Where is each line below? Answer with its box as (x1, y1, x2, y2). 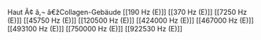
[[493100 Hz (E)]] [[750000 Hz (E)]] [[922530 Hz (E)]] (7, 24, 182, 33)
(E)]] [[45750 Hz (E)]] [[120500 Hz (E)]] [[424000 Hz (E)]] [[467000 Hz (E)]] (7, 16, 254, 25)
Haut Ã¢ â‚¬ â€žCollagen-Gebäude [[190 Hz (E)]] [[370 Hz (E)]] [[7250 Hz (7, 8, 248, 16)
